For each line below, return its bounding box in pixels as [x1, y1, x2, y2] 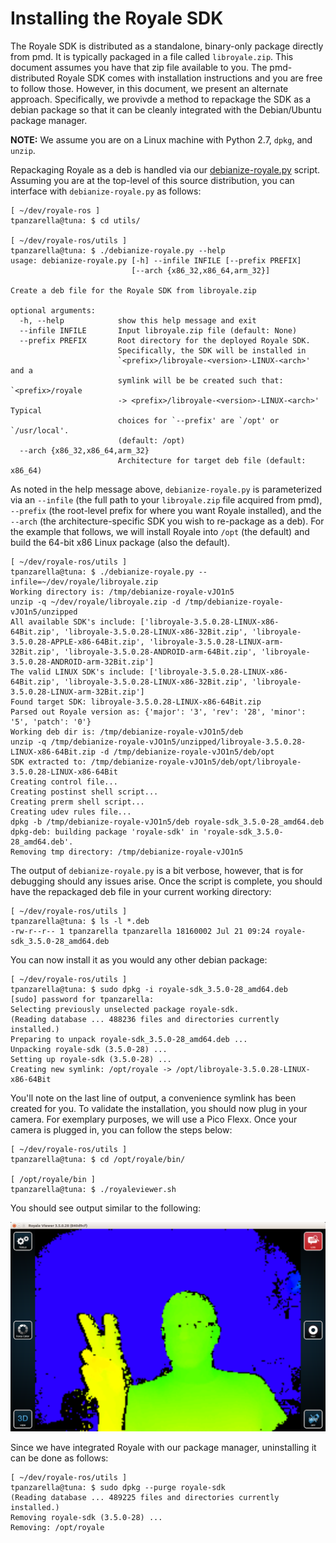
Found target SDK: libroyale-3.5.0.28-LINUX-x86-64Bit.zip [10, 697, 262, 707]
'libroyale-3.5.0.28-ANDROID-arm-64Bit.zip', [63, 647, 257, 657]
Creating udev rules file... [10, 807, 132, 817]
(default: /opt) [117, 435, 186, 446]
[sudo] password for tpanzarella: [10, 994, 155, 1004]
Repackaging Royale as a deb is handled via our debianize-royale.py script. [10, 163, 321, 176]
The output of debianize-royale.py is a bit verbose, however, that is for [10, 864, 304, 876]
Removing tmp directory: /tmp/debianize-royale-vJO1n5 [10, 847, 244, 857]
